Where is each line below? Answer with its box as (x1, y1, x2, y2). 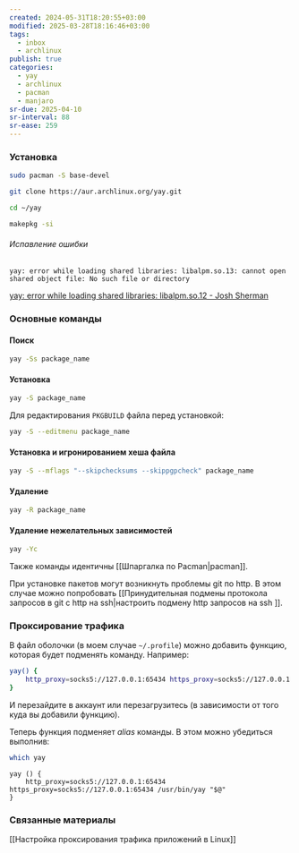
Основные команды (9, 312, 102, 325)
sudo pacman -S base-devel (9, 171, 110, 180)
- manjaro (17, 96, 54, 106)
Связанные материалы (9, 814, 116, 826)
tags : (9, 30, 30, 38)
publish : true (9, 55, 63, 64)
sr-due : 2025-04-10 (9, 105, 82, 114)
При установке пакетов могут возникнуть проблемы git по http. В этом (9, 578, 282, 589)
